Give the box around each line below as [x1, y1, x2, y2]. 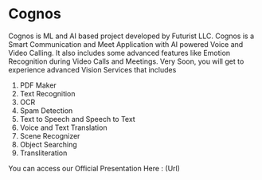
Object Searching [19, 139, 77, 149]
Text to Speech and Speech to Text [19, 114, 135, 123]
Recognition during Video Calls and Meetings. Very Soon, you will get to [8, 57, 244, 66]
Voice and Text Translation [19, 123, 108, 132]
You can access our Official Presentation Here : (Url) [8, 163, 181, 173]
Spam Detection [19, 105, 73, 115]
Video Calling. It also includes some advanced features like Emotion [8, 48, 231, 57]
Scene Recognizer [19, 131, 80, 140]
